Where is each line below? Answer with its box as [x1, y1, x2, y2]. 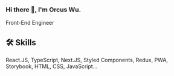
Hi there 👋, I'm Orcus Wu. [5, 5, 82, 14]
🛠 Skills [5, 37, 37, 48]
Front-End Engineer [5, 19, 55, 27]
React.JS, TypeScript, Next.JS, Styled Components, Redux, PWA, [5, 57, 169, 64]
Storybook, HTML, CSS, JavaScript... [5, 63, 98, 70]
